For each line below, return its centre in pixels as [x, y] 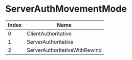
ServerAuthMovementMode [66, 9]
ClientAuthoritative [49, 34]
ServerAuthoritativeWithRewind [64, 50]
